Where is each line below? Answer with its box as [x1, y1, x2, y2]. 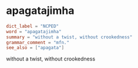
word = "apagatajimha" [6, 28, 62, 34]
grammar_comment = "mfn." [6, 40, 69, 45]
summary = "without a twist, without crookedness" [6, 34, 133, 40]
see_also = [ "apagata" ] [6, 45, 65, 51]
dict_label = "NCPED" [6, 23, 59, 29]
